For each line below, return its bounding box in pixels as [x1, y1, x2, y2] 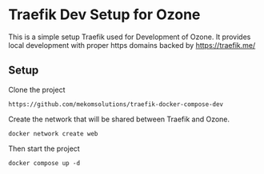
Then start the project [8, 144, 80, 153]
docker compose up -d [8, 159, 81, 167]
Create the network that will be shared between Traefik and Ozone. [8, 114, 230, 124]
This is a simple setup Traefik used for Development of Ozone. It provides [8, 32, 251, 42]
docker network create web [8, 129, 98, 137]
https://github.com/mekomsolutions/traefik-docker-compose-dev [8, 100, 224, 109]
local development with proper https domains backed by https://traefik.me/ [8, 40, 256, 49]
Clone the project [8, 85, 66, 94]
